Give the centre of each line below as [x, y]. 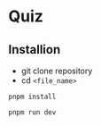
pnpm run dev [32, 113]
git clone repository [57, 71]
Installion [35, 50]
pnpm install [32, 97]
